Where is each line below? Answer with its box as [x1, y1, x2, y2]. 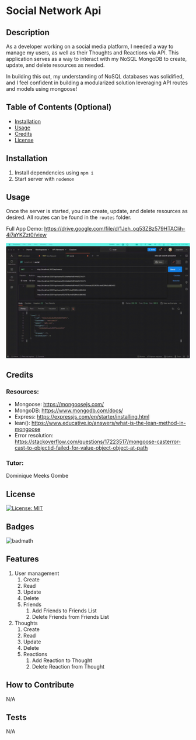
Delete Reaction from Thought [32, 663, 105, 670]
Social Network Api [6, 4, 101, 18]
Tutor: [6, 459, 24, 467]
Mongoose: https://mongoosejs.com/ [14, 401, 104, 408]
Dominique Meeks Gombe [6, 472, 69, 479]
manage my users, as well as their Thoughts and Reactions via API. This [6, 49, 179, 56]
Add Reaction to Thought [32, 657, 92, 664]
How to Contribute [6, 680, 75, 690]
